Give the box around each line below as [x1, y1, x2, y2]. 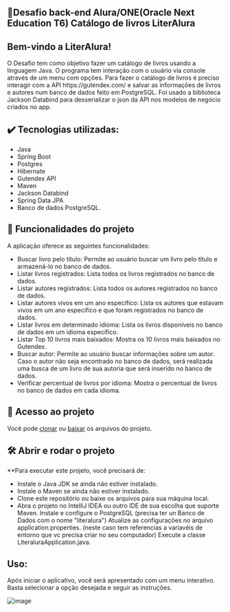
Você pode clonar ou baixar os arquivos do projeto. [7, 424, 152, 432]
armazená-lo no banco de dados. [16, 262, 112, 270]
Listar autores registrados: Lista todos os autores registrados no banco [16, 284, 218, 292]
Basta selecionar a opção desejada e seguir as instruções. [7, 584, 172, 592]
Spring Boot [16, 152, 51, 161]
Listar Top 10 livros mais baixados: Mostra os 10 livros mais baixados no [16, 335, 221, 343]
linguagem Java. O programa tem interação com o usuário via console [7, 67, 206, 75]
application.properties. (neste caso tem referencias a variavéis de [16, 523, 203, 532]
